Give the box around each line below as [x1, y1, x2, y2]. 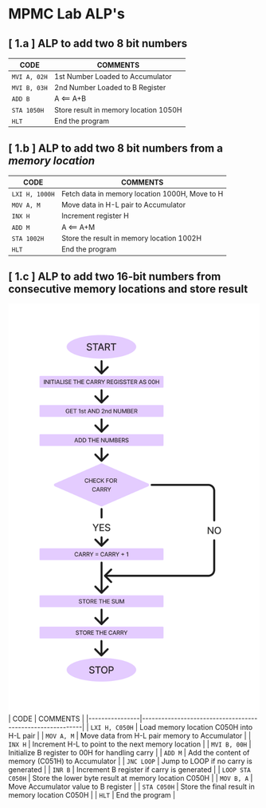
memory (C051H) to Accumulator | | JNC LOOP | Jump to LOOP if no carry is [8, 756, 252, 766]
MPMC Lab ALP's [8, 5, 125, 23]
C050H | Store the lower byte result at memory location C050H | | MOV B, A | [8, 773, 253, 782]
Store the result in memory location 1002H [61, 233, 201, 243]
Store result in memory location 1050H [54, 105, 182, 114]
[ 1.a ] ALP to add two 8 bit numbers [8, 37, 188, 50]
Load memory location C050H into [139, 722, 253, 731]
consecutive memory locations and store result [8, 282, 248, 295]
